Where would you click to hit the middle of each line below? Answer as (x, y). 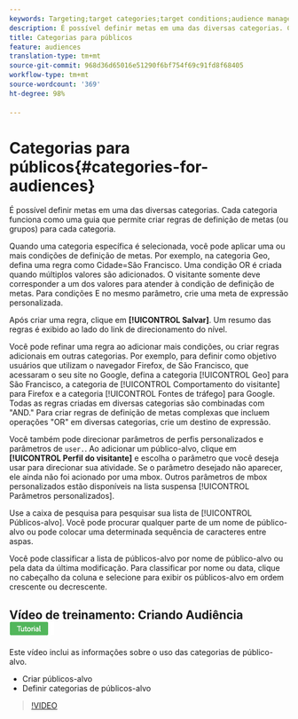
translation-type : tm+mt (55, 56)
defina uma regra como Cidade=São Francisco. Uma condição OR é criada (145, 265)
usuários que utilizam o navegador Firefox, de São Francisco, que (129, 366)
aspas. (21, 541)
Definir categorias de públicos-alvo (86, 689)
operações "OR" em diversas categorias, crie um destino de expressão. (140, 423)
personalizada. (36, 303)
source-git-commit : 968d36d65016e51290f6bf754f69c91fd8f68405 (126, 66)
